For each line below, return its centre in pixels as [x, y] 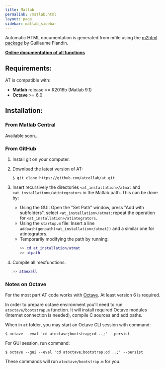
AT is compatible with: [28, 80]
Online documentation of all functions [45, 53]
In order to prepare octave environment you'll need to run [64, 304]
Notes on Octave [26, 284]
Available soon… [22, 136]
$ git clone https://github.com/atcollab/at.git [64, 178]
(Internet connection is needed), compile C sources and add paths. [74, 315]
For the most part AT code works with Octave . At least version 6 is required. [83, 295]
